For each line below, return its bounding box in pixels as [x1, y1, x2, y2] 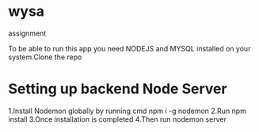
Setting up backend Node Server [8, 80, 227, 98]
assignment [8, 28, 47, 38]
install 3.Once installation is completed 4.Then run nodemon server [8, 114, 227, 124]
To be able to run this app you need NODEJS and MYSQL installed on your [8, 43, 251, 53]
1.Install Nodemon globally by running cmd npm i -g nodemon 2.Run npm [8, 106, 247, 115]
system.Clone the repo [8, 52, 82, 62]
